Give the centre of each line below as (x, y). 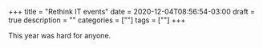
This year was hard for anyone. (60, 36)
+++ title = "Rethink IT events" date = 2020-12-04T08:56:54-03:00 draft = (131, 12)
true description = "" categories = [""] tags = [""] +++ (97, 20)
